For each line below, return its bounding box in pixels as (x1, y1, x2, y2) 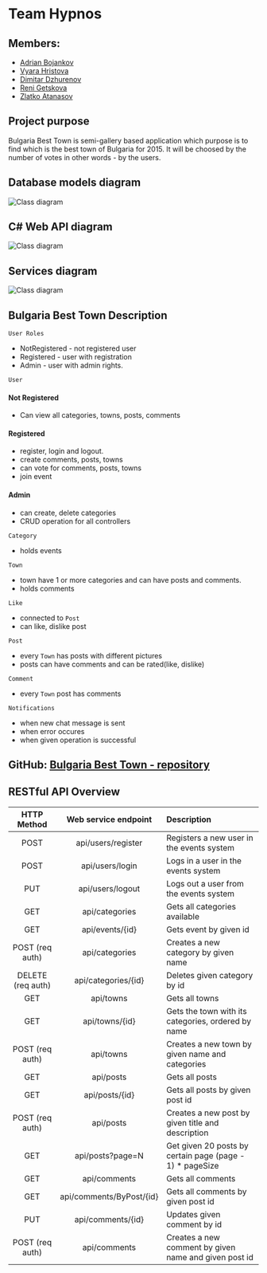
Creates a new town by (166, 1038, 253, 1049)
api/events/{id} (81, 924, 137, 935)
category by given (166, 946, 234, 957)
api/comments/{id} (74, 1213, 145, 1224)
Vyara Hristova (19, 66, 69, 76)
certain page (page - (166, 1149, 246, 1161)
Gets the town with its (166, 1005, 248, 1016)
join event (19, 472, 52, 481)
